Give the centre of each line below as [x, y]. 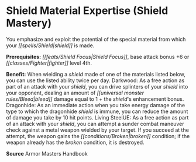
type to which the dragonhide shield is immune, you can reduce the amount [97, 111]
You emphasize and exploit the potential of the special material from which [96, 39]
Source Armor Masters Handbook [47, 153]
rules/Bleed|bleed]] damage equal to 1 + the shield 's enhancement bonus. [95, 99]
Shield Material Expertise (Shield [87, 11]
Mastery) [29, 23]
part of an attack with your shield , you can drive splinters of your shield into [97, 86]
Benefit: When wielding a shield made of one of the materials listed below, [96, 74]
